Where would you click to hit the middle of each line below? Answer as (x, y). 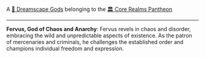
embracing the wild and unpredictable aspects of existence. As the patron (99, 35)
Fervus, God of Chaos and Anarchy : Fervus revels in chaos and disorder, (99, 29)
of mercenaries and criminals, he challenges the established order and (95, 42)
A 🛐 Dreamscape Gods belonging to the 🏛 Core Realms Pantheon (89, 9)
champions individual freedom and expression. (65, 49)
